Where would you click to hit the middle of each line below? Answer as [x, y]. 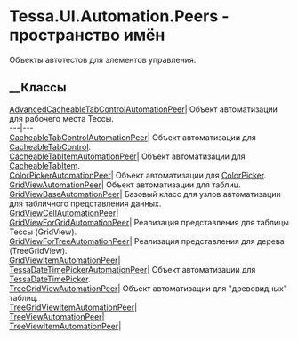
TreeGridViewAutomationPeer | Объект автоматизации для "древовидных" [148, 288]
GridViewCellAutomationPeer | [64, 213]
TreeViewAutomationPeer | [57, 316]
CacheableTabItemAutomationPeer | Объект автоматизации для [128, 156]
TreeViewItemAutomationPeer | [65, 326]
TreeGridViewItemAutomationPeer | [73, 307]
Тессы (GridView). [43, 232]
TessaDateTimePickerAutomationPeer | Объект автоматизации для [133, 269]
